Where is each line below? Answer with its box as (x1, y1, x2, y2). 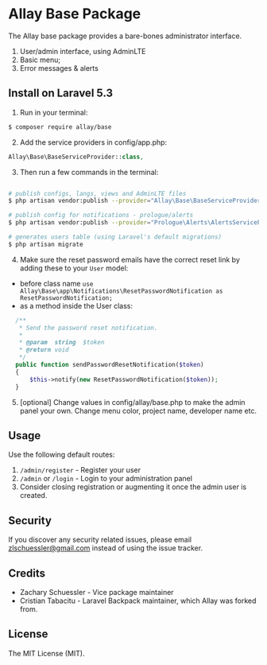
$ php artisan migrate (8, 240, 83, 248)
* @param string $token (18, 339, 105, 347)
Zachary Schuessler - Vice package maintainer (19, 587, 174, 597)
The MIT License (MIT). (8, 648, 85, 658)
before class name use (19, 278, 94, 288)
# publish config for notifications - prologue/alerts (8, 212, 194, 220)
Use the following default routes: (8, 450, 115, 460)
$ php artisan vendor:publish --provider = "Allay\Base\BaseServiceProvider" (8, 196, 265, 205)
